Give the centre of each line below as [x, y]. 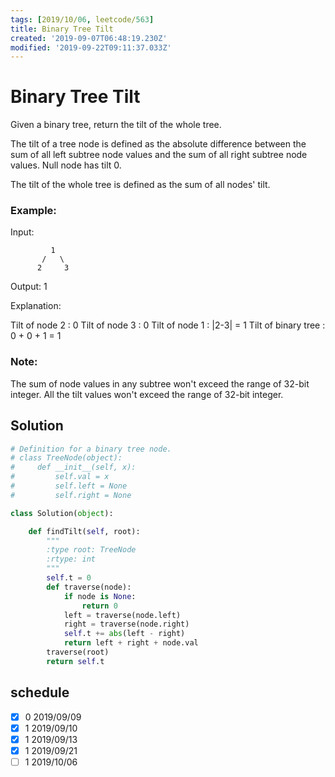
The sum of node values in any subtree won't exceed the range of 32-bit [160, 383]
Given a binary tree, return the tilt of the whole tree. [116, 125]
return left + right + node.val [131, 643]
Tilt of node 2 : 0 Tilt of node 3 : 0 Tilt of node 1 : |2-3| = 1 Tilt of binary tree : [168, 325]
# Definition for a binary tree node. [91, 449]
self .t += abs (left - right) [124, 634]
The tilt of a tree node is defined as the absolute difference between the [158, 144]
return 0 [99, 606]
